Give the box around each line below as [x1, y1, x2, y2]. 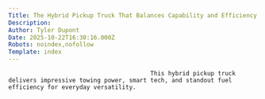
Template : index [8, 48, 62, 56]
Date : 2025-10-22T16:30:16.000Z [8, 33, 115, 42]
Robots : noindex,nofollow [8, 41, 94, 49]
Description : [8, 19, 52, 27]
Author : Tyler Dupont [8, 26, 80, 34]
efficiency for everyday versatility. [8, 83, 136, 91]
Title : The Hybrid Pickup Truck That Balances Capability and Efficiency [8, 11, 258, 20]
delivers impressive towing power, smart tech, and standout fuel [8, 76, 232, 84]
